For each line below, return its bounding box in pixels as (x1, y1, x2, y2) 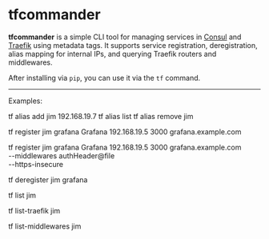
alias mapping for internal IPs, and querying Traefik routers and (8, 49, 217, 58)
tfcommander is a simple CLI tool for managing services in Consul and (8, 32, 242, 42)
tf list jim (8, 190, 37, 200)
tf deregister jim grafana (8, 174, 88, 185)
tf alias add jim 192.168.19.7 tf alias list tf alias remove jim (8, 111, 194, 121)
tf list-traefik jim (8, 205, 61, 215)
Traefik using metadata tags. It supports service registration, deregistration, (8, 40, 258, 50)
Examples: (8, 96, 42, 106)
